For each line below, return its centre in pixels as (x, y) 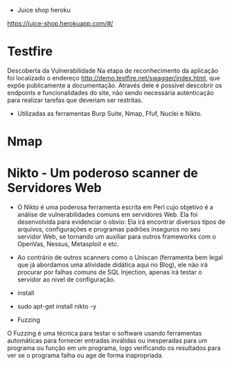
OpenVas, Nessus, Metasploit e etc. (68, 244)
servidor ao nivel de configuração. (66, 279)
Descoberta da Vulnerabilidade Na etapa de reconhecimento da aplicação (113, 70)
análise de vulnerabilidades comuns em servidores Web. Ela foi (107, 215)
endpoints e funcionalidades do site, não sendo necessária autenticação (111, 92)
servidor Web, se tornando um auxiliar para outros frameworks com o (116, 237)
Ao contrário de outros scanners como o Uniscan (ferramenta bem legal (120, 258)
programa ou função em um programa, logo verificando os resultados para (114, 348)
